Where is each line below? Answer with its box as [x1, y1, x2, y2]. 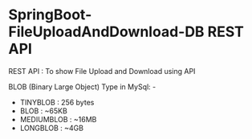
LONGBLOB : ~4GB [19, 123, 84, 133]
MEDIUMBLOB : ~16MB [19, 114, 97, 124]
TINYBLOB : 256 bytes [19, 97, 95, 107]
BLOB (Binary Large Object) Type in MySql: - [8, 82, 156, 92]
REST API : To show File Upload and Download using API [8, 66, 196, 76]
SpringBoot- [8, 6, 92, 24]
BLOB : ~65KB [19, 106, 68, 116]
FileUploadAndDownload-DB [8, 22, 205, 41]
